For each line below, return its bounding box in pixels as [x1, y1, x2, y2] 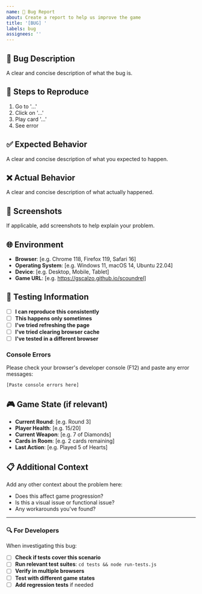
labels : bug [6, 25, 36, 32]
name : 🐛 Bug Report [6, 8, 55, 15]
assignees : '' [6, 31, 42, 37]
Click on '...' [14, 109, 44, 116]
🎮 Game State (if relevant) [6, 399, 108, 409]
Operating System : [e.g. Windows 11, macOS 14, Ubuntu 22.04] [14, 262, 173, 269]
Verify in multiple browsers [14, 568, 85, 575]
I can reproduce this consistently [14, 308, 99, 315]
